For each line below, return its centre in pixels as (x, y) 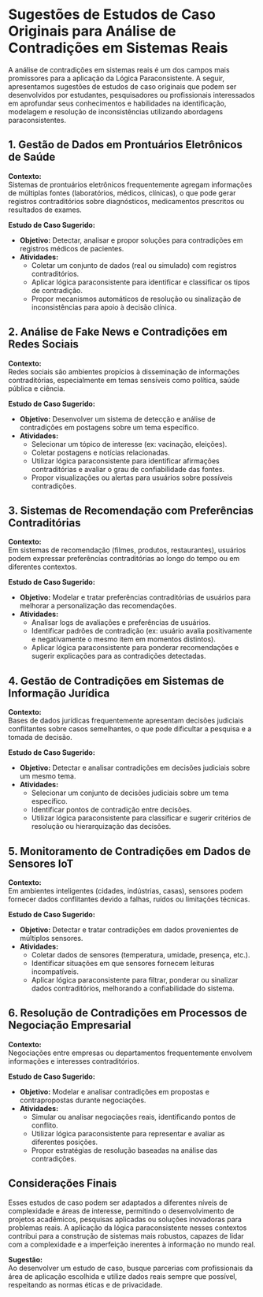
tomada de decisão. (40, 738)
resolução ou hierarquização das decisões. (101, 827)
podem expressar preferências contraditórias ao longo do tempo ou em (124, 559)
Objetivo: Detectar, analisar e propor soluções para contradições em (131, 240)
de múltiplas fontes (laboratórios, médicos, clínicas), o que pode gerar (122, 193)
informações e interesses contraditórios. (74, 1061)
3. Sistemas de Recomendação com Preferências (131, 510)
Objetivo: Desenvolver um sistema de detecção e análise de (117, 418)
